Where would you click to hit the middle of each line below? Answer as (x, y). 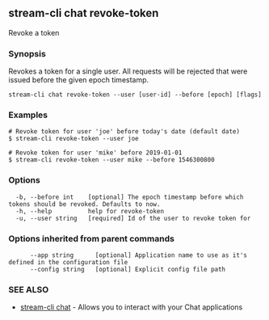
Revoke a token (34, 32)
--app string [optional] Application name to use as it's (139, 255)
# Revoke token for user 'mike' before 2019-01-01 (95, 153)
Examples (28, 115)
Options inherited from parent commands (92, 238)
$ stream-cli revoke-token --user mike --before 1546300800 (112, 160)
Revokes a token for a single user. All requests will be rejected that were (128, 71)
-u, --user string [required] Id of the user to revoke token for (133, 218)
